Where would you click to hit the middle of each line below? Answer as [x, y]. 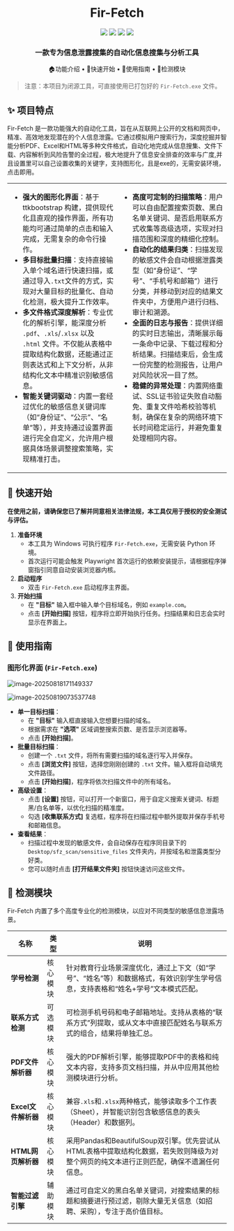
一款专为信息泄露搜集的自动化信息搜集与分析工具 [117, 52]
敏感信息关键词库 [78, 407]
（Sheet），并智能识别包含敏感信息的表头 [133, 1112]
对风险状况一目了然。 [167, 375]
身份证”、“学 [177, 270]
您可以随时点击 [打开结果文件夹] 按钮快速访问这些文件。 [108, 868]
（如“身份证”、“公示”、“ [62, 417]
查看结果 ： [33, 833]
